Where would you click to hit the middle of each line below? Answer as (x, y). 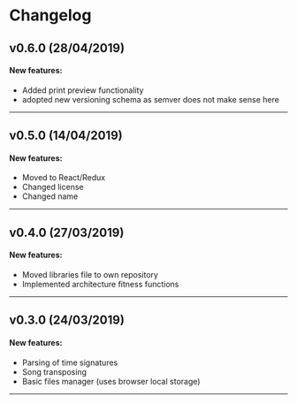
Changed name (50, 196)
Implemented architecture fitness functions (100, 284)
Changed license (53, 187)
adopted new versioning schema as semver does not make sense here (151, 99)
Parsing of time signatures (70, 362)
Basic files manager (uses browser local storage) (111, 381)
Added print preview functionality (83, 90)
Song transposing (54, 371)
